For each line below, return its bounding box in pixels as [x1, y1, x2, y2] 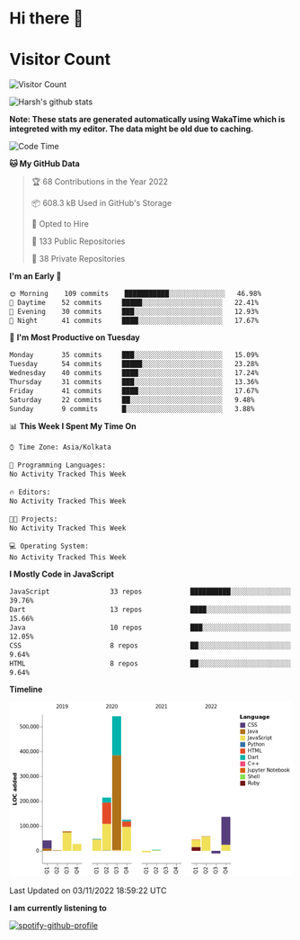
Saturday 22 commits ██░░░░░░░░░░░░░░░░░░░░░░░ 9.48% [9, 396, 255, 405]
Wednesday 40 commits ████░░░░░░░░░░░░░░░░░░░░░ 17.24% [9, 369, 259, 378]
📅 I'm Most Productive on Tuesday [9, 332, 141, 343]
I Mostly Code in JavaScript [9, 568, 115, 579]
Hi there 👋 [9, 8, 84, 29]
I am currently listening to [9, 903, 108, 914]
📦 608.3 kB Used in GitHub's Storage [31, 198, 172, 209]
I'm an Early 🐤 [9, 271, 62, 282]
